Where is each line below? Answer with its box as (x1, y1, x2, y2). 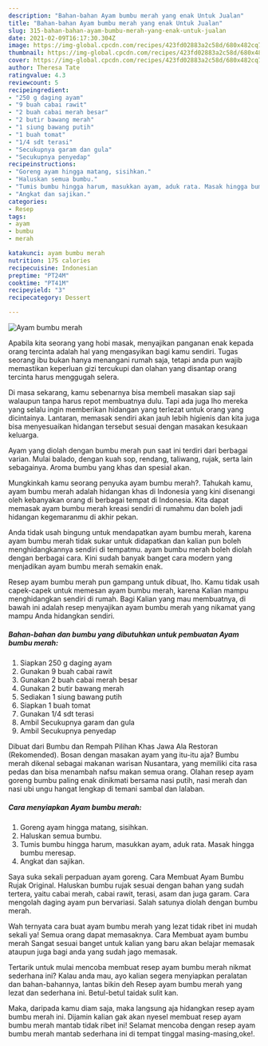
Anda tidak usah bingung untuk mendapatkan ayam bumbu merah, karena (8, 528, 252, 537)
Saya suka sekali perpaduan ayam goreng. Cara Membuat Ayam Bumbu (8, 872, 245, 881)
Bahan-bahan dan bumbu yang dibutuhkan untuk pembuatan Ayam (8, 629, 239, 639)
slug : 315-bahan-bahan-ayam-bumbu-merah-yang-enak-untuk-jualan (8, 26, 227, 34)
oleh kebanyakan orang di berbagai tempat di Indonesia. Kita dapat (8, 495, 229, 505)
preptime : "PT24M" (8, 271, 69, 280)
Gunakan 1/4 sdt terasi (19, 709, 94, 718)
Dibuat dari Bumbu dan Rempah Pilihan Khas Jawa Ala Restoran (8, 741, 218, 751)
